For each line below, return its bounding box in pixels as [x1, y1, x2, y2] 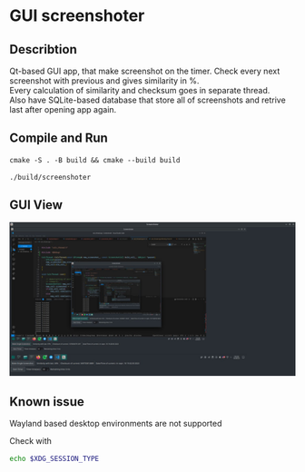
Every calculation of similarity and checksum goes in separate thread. [9, 85, 271, 95]
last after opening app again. [9, 104, 117, 114]
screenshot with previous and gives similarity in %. [9, 75, 200, 86]
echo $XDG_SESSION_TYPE [9, 455, 100, 464]
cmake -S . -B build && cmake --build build [9, 155, 181, 164]
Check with [9, 436, 52, 447]
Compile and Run [9, 131, 109, 146]
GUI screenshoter [9, 5, 145, 26]
